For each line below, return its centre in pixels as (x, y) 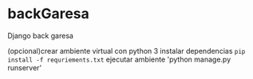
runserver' (25, 67)
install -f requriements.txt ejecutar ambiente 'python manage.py (119, 59)
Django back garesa (40, 36)
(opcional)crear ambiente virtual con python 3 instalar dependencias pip (126, 51)
